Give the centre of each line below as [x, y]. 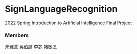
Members [17, 35]
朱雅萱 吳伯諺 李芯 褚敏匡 [31, 47]
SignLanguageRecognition [61, 9]
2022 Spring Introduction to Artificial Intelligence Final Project [68, 23]
